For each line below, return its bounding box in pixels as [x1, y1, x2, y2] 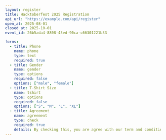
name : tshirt [14, 90, 41, 95]
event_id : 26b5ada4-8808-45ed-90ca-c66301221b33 [5, 30, 107, 35]
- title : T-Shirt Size [9, 85, 56, 90]
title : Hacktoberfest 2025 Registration [5, 12, 90, 17]
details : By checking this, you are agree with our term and [14, 127, 142, 132]
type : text [14, 53, 37, 58]
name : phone [14, 48, 39, 54]
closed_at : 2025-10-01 [5, 26, 52, 31]
